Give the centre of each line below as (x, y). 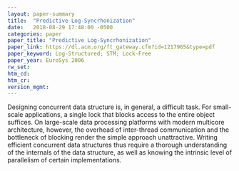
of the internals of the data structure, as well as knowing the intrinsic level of (120, 152)
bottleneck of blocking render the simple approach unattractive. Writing (112, 138)
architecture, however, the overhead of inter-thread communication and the (118, 130)
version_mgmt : (29, 87)
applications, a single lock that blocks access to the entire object (120, 115)
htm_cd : (19, 73)
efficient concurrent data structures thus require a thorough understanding (117, 145)
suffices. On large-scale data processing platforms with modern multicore (116, 123)
